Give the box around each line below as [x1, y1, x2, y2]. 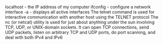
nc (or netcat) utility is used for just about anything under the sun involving [5, 19, 155, 25]
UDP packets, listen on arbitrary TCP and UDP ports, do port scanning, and [5, 30, 156, 35]
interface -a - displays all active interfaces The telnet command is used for [5, 9, 155, 15]
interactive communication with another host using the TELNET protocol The [5, 14, 159, 20]
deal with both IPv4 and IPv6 [5, 34, 63, 40]
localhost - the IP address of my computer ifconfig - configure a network [5, 4, 151, 10]
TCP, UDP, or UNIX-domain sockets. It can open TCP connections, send [5, 24, 149, 30]
